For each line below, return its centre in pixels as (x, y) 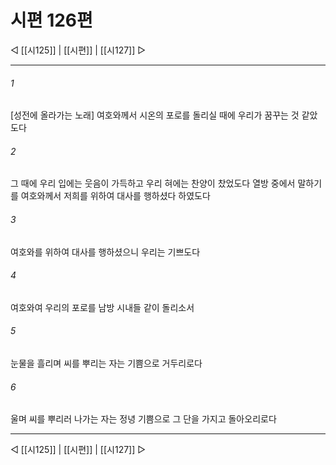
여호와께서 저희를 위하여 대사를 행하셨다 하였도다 (115, 196)
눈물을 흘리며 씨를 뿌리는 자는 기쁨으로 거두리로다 (106, 363)
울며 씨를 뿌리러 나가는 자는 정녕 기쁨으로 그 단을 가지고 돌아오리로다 (143, 419)
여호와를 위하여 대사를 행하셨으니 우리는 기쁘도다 (105, 252)
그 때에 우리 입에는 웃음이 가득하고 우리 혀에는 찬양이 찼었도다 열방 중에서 (153, 183)
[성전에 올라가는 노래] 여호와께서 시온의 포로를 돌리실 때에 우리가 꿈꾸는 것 (155, 115)
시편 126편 (51, 20)
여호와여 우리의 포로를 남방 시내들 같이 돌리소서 (102, 307)
